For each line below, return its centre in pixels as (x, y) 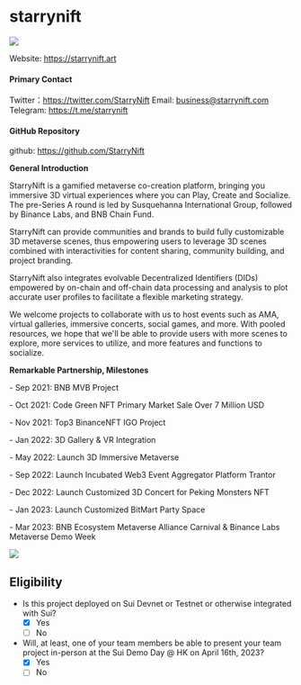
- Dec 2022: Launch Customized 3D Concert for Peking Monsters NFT (139, 492)
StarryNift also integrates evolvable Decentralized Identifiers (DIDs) (134, 278)
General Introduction (49, 168)
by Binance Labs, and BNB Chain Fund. (82, 214)
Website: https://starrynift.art (63, 58)
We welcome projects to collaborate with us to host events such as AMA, (144, 315)
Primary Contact (41, 79)
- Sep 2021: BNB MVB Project (64, 388)
